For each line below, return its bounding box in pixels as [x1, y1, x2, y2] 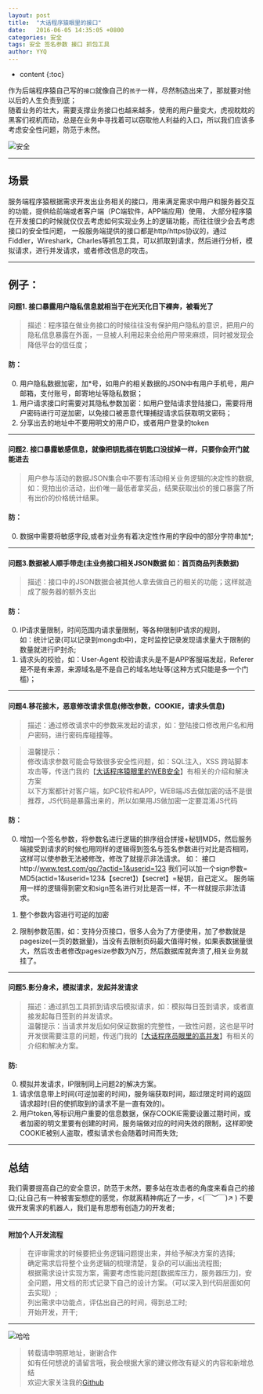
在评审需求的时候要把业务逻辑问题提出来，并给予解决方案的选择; [27, 1249, 236, 1258]
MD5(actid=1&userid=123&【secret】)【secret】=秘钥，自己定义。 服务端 [19, 873, 254, 883]
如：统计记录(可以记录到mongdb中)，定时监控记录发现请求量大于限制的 [19, 635, 250, 645]
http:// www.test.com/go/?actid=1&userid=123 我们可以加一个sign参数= [19, 863, 248, 873]
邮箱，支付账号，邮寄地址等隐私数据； [19, 388, 143, 397]
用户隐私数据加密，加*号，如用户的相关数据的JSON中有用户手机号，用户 [19, 379, 255, 388]
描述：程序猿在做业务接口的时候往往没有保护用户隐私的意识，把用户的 [27, 320, 254, 330]
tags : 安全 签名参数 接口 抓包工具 [8, 41, 110, 49]
